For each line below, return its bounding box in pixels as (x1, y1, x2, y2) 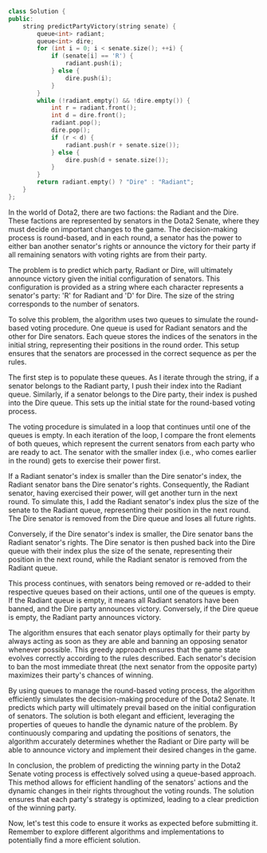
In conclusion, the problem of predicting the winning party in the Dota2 (8, 760, 241, 770)
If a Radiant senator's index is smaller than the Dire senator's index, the (8, 471, 242, 480)
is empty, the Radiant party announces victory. (8, 612, 162, 622)
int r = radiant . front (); (50, 104, 137, 112)
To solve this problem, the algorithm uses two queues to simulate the (8, 314, 235, 324)
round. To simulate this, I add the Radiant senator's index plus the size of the (8, 496, 259, 506)
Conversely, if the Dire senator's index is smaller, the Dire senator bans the (8, 529, 253, 539)
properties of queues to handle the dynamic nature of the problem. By (8, 719, 238, 729)
